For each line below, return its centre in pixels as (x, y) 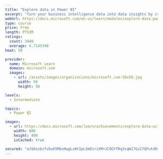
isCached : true (29, 140)
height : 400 (26, 135)
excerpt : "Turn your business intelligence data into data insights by (79, 14)
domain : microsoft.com (32, 68)
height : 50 (29, 86)
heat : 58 (14, 50)
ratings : (14, 37)
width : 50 (28, 82)
